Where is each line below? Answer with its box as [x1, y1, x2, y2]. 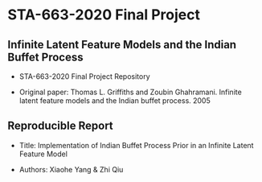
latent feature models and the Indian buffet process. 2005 [18, 96, 211, 105]
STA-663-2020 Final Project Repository [18, 72, 150, 81]
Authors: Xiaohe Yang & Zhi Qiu [18, 164, 124, 174]
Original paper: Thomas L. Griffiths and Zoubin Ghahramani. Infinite [18, 87, 242, 97]
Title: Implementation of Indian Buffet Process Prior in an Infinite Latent [18, 140, 254, 150]
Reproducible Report [7, 119, 113, 133]
